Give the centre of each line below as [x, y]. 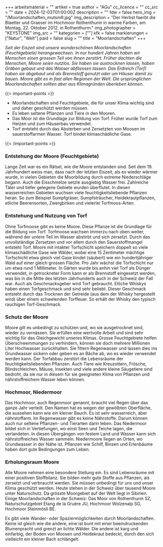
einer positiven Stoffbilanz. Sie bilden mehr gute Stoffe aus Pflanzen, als [77, 478]
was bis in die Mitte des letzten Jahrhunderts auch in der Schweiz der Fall [79, 278]
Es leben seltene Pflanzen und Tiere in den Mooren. [64, 113]
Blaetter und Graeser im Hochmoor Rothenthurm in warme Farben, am [75, 22]
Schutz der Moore [27, 317]
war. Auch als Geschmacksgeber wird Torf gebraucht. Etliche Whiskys [76, 283]
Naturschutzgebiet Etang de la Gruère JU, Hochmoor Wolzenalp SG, [73, 504]
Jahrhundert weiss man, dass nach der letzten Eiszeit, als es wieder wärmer [81, 172]
